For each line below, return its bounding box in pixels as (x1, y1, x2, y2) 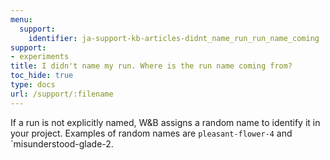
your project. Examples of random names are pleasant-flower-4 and (10, 127, 293, 139)
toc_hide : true (10, 71, 74, 81)
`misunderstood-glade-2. (10, 137, 114, 150)
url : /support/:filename (10, 89, 114, 99)
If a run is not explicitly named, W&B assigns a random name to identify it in (10, 116, 321, 128)
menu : (10, 14, 33, 25)
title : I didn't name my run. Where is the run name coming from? (10, 61, 293, 71)
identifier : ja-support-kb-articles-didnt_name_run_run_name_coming (28, 33, 320, 43)
